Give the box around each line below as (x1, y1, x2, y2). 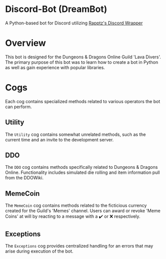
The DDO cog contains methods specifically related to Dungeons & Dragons (5, 164, 158, 170)
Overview (5, 37, 46, 49)
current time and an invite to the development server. (5, 136, 114, 142)
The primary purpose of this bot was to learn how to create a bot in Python (5, 59, 158, 65)
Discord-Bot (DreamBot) (5, 3, 107, 15)
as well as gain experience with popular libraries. (5, 64, 105, 70)
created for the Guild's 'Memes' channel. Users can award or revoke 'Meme (5, 208, 161, 214)
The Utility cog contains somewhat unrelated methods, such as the (5, 131, 146, 137)
